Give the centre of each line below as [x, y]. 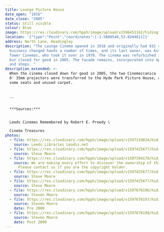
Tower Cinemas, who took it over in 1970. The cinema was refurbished [83, 55]
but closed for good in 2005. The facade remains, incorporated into [82, 60]
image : [12, 32]
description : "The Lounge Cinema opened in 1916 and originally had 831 [81, 46]
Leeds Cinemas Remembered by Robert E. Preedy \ [60, 122]
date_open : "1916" [24, 14]
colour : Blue [18, 28]
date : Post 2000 [31, 222]
